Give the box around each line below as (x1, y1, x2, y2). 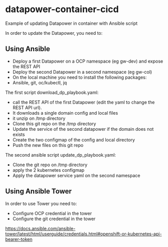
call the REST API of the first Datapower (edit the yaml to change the (12, 99, 155, 105)
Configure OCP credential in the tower (12, 210, 92, 216)
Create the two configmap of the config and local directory (12, 136, 135, 142)
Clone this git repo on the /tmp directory (12, 120, 96, 127)
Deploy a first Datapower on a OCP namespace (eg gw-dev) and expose (12, 58, 163, 64)
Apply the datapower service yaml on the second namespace (12, 172, 140, 178)
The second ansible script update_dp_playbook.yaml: (5, 152, 116, 158)
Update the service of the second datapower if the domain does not (12, 126, 154, 132)
